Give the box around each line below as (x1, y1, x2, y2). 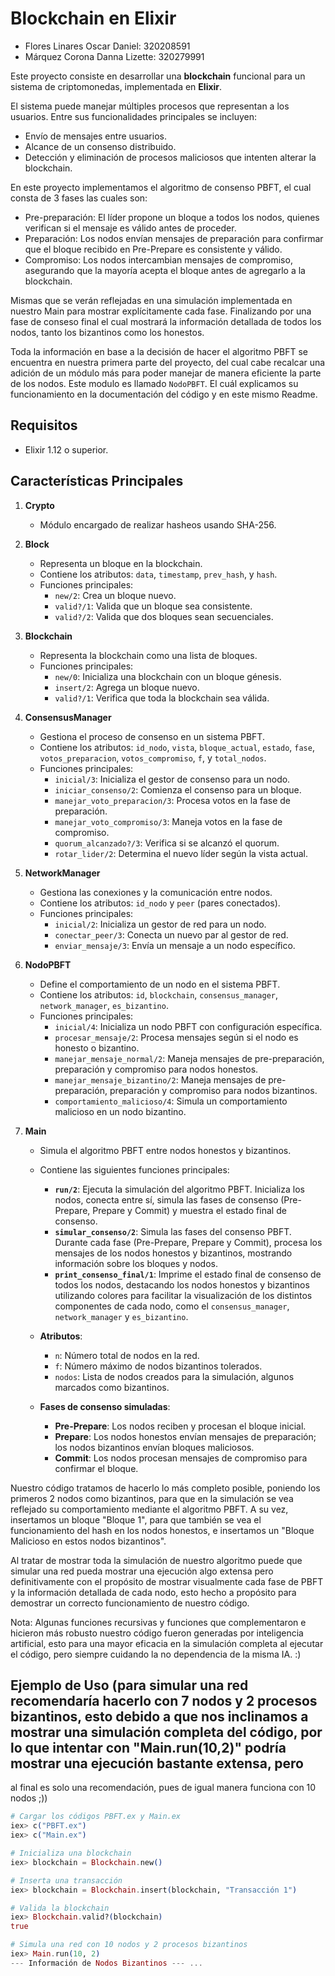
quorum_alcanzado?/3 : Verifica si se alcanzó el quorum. (54, 837, 280, 849)
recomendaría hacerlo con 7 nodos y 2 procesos (10, 1692, 318, 1709)
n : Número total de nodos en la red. (54, 1349, 200, 1361)
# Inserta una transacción (10, 1875, 123, 1886)
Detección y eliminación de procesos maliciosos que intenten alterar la (24, 151, 317, 163)
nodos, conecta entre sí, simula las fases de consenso (54, 1193, 279, 1206)
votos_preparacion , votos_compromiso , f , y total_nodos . (39, 752, 267, 764)
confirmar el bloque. (54, 1462, 139, 1474)
